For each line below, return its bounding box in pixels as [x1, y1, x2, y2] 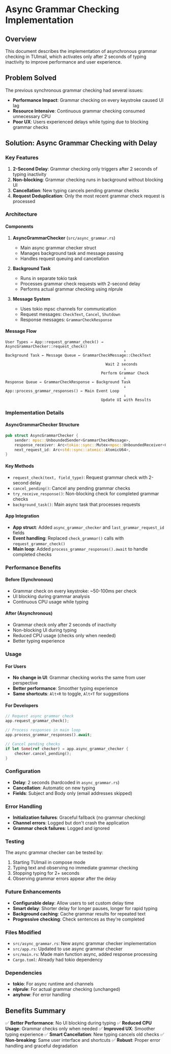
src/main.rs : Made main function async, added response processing [12, 951, 158, 957]
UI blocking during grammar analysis [12, 593, 90, 599]
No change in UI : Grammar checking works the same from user [12, 674, 146, 680]
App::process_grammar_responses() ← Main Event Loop [5, 388, 120, 393]
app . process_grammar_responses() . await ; [5, 732, 93, 737]
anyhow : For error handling [12, 991, 71, 998]
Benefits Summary [5, 1006, 66, 1015]
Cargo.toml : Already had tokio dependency [12, 956, 103, 962]
